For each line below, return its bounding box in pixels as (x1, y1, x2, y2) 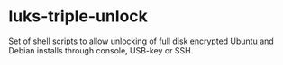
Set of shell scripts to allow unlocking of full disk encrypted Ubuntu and (8, 36, 274, 46)
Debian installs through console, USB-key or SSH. (8, 45, 194, 55)
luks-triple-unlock (8, 6, 148, 27)
